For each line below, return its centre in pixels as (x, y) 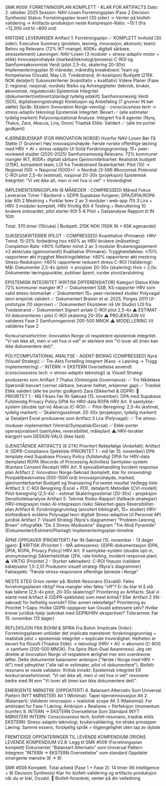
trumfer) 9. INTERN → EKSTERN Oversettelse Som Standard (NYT (72, 711)
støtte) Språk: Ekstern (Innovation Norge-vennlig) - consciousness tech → (81, 107)
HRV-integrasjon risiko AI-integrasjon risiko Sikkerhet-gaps (65, 504)
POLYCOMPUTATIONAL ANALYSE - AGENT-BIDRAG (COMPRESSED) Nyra (81, 356)
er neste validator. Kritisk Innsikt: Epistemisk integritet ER (83, 670)
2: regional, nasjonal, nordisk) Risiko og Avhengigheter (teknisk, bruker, (78, 86)
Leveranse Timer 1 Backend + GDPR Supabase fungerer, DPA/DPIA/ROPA (80, 195)
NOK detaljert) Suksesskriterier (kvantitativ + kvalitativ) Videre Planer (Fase (82, 80)
